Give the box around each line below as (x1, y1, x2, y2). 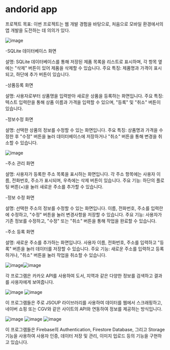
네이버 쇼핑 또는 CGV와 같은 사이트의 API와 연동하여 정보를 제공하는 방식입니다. (5, 305, 163, 312)
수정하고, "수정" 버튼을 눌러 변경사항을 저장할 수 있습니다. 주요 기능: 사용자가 (10, 211, 162, 217)
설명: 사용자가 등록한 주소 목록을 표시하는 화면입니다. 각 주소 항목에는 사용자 (5, 171, 156, 177)
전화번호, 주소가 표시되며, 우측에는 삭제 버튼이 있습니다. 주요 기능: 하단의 (12, 177, 155, 183)
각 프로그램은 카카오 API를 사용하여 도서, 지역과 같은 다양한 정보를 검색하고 (5, 273, 153, 279)
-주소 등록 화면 (5, 228, 35, 235)
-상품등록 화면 (5, 82, 33, 88)
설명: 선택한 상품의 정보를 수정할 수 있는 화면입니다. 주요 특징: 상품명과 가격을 (5, 127, 158, 133)
